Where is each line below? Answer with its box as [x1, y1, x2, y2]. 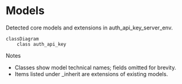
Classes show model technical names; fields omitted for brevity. [14, 64, 176, 71]
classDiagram [6, 36, 39, 42]
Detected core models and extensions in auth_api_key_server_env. [6, 24, 173, 31]
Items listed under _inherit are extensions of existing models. [14, 70, 169, 77]
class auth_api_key [17, 41, 67, 47]
